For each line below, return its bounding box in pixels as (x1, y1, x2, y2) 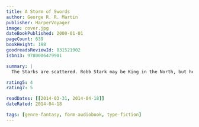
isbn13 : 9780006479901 (6, 53, 62, 58)
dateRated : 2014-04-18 (6, 101, 62, 107)
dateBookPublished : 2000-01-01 (6, 31, 84, 37)
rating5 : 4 (6, 79, 33, 86)
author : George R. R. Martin (6, 14, 78, 20)
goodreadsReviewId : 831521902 (6, 47, 81, 53)
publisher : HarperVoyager (6, 19, 70, 25)
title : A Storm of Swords (6, 8, 70, 15)
